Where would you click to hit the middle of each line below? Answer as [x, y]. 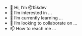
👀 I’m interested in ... [31, 13]
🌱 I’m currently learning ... [36, 18]
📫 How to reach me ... [33, 28]
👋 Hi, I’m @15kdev [28, 8]
